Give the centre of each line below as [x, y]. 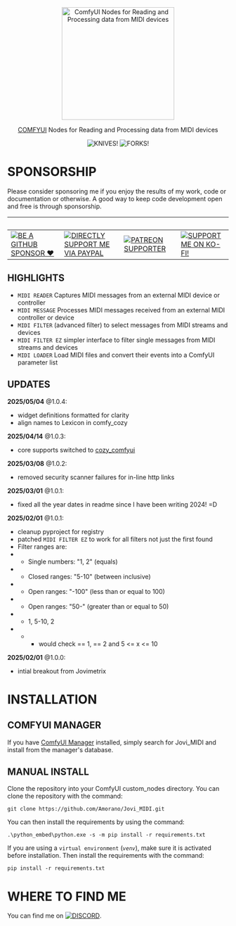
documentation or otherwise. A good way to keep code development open [115, 198]
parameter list [38, 362]
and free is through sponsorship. [54, 206]
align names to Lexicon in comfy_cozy [72, 422]
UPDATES [29, 385]
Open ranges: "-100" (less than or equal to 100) [96, 591]
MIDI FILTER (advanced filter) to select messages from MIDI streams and [123, 325]
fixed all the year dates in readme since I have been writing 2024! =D [117, 504]
